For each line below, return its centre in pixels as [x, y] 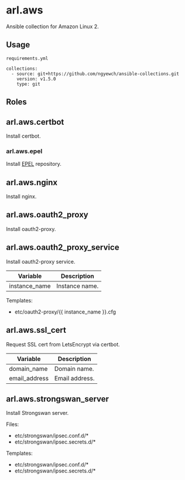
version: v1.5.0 [37, 79]
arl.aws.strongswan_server [58, 399]
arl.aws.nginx [32, 182]
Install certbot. [23, 136]
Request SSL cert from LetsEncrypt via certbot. [63, 344]
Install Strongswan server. [37, 413]
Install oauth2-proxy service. [41, 261]
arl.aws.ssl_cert [36, 330]
